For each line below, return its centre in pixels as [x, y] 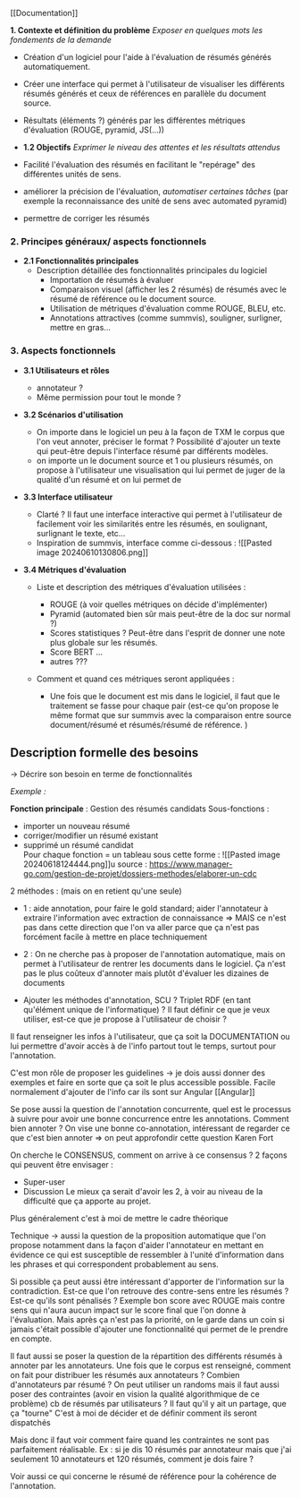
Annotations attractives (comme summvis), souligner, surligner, [166, 318]
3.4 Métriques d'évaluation [75, 569]
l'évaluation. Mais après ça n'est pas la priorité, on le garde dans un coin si [147, 1320]
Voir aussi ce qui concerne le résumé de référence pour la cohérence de [144, 1477]
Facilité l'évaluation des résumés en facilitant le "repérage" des [139, 164]
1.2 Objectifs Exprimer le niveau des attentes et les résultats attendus [151, 147]
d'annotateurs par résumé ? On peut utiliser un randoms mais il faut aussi [145, 1385]
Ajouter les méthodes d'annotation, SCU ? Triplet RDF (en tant [137, 1000]
